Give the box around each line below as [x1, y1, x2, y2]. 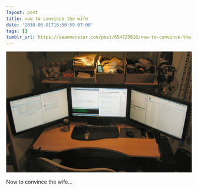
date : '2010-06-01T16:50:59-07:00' [6, 22, 94, 28]
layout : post [6, 9, 38, 15]
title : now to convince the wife [6, 15, 88, 22]
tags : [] [6, 28, 28, 34]
